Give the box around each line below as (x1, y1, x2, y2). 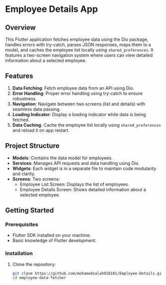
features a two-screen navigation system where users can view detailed (5, 52, 153, 58)
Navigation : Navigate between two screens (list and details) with (12, 101, 146, 107)
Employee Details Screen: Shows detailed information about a (19, 186, 147, 192)
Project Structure (5, 142, 60, 150)
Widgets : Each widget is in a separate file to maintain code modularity (12, 165, 157, 171)
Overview (5, 23, 36, 32)
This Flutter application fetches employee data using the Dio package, (5, 36, 149, 42)
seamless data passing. (12, 106, 61, 112)
